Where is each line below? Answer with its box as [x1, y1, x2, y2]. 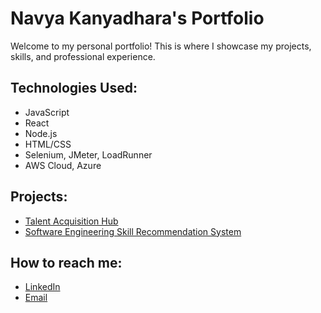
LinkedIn [24, 281, 61, 293]
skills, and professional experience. [10, 50, 156, 62]
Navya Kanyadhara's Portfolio [10, 7, 265, 30]
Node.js [24, 127, 58, 139]
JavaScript [24, 106, 70, 118]
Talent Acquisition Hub [24, 215, 119, 227]
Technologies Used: [10, 80, 138, 97]
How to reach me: [10, 254, 123, 271]
